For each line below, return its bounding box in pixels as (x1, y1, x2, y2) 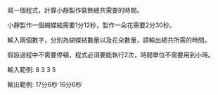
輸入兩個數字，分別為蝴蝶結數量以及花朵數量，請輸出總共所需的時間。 (7, 36, 211, 44)
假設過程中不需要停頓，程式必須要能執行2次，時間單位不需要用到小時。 (7, 51, 214, 59)
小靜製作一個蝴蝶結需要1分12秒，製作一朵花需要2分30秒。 (7, 21, 176, 29)
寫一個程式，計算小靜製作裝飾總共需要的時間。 (7, 6, 143, 14)
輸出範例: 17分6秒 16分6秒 (7, 80, 82, 89)
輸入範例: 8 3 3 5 (7, 66, 56, 73)
